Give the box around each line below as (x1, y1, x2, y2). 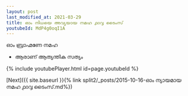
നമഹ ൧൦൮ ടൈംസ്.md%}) (6, 84, 73, 91)
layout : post (6, 8, 39, 15)
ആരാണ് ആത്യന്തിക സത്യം (14, 53, 84, 60)
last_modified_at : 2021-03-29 (6, 14, 82, 20)
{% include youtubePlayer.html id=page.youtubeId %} (6, 65, 139, 72)
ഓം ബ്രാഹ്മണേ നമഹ (6, 41, 58, 49)
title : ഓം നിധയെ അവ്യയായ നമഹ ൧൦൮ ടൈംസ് (6, 20, 124, 25)
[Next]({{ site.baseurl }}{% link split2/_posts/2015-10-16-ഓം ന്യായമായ (6, 76, 182, 84)
